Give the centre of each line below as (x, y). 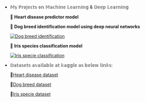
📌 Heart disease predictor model (44, 17)
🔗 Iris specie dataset (30, 94)
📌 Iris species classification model (46, 46)
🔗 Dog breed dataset (30, 84)
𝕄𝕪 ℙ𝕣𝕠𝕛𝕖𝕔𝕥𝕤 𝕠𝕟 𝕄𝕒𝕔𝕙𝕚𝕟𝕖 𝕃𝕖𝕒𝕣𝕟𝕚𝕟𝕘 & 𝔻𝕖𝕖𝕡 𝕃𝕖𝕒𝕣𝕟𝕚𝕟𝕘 (69, 7)
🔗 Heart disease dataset (34, 75)
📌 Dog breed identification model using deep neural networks (75, 27)
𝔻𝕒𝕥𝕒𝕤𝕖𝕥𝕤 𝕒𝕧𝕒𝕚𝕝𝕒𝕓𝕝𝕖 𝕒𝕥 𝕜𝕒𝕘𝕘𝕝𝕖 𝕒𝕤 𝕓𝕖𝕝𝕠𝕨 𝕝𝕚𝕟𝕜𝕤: (61, 65)
